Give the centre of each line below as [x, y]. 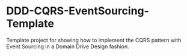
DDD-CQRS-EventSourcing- [78, 11]
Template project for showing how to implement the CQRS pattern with [94, 40]
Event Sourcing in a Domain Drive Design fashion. [68, 46]
